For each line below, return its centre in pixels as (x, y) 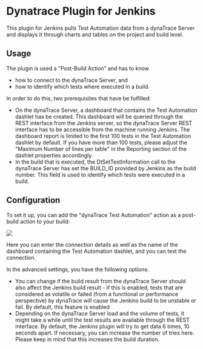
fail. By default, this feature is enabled (62, 307)
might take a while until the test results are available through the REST (102, 320)
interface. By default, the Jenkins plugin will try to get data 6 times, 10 (102, 326)
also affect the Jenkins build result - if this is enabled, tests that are (99, 288)
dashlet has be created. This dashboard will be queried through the (99, 116)
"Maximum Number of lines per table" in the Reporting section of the (101, 149)
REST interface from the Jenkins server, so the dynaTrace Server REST (104, 123)
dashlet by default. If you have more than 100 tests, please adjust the (101, 142)
